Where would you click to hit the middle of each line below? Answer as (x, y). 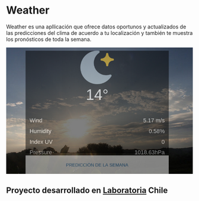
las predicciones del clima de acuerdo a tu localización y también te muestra (99, 33)
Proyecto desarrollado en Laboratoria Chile (87, 191)
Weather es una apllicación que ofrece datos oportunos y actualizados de (96, 27)
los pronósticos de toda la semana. (49, 39)
